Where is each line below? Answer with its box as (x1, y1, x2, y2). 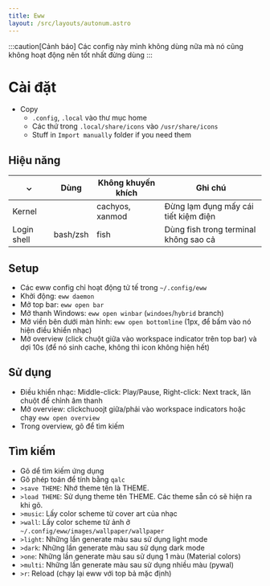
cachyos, (96, 201, 131, 212)
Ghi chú (195, 182, 227, 194)
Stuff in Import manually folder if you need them (31, 130, 191, 140)
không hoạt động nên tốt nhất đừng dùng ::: (8, 50, 153, 59)
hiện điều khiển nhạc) (19, 326, 92, 335)
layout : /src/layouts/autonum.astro (8, 19, 131, 27)
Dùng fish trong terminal (164, 224, 256, 236)
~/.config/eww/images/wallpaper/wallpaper (19, 527, 165, 535)
